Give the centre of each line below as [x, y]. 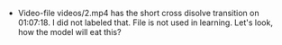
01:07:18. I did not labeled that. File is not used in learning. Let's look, [145, 22]
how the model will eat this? [69, 32]
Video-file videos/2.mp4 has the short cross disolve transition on [138, 13]
